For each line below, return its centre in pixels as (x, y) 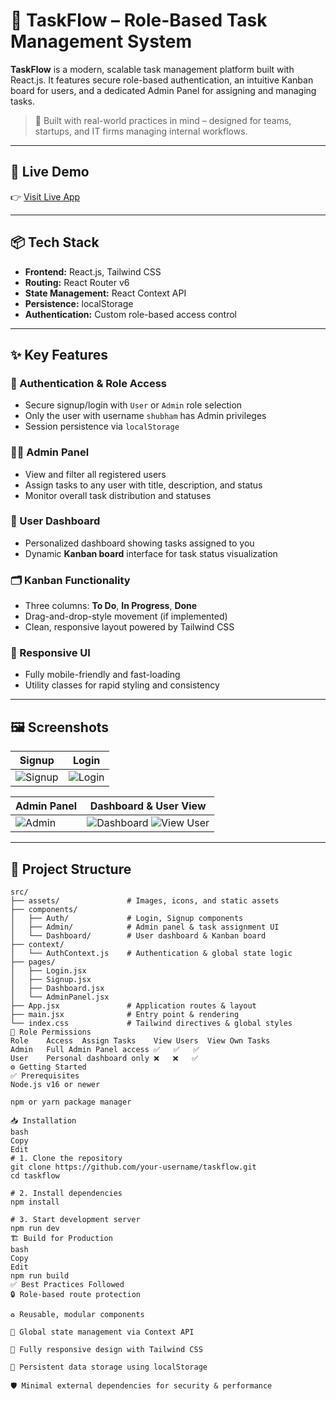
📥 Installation (43, 1121)
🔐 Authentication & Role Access (89, 383)
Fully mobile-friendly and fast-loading (102, 675)
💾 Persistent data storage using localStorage (109, 1367)
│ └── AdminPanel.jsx (60, 997)
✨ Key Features (59, 354)
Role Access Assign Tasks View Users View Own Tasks (140, 1041)
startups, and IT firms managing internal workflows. (141, 131)
